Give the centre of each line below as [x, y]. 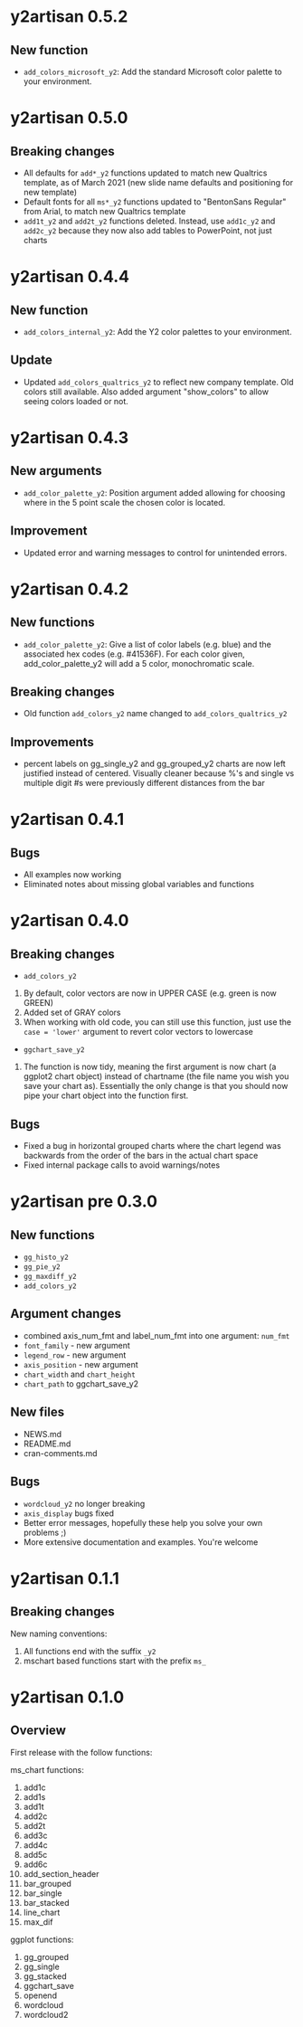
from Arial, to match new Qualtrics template [104, 211]
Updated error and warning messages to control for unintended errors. [155, 553]
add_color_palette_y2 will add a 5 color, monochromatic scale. [139, 663]
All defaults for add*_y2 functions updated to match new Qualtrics [145, 173]
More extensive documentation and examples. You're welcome [141, 1542]
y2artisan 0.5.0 [69, 118]
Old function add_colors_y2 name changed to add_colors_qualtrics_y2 [155, 714]
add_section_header [61, 1873]
